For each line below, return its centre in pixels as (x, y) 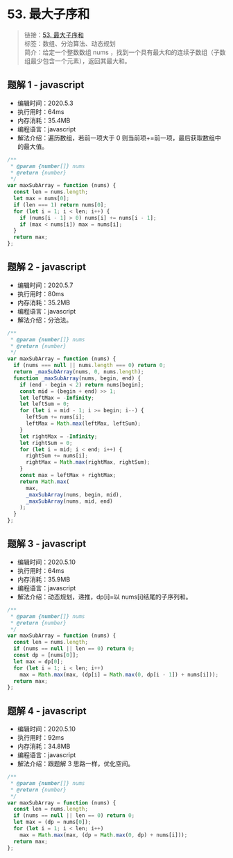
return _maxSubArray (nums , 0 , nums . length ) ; (79, 372)
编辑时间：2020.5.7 (45, 285)
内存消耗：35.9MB (44, 579)
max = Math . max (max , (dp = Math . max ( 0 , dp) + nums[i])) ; (104, 835)
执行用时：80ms (41, 293)
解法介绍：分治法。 (45, 320)
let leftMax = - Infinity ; (57, 398)
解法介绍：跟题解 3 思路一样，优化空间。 (76, 764)
